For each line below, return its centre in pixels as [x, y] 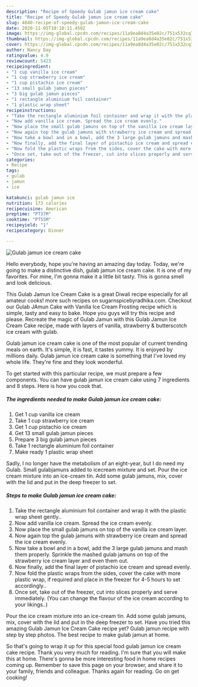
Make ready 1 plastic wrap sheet [54, 452]
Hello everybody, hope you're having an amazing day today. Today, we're [95, 264]
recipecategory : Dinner [35, 231]
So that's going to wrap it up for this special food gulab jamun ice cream [94, 646]
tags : [13, 171]
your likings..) [31, 604]
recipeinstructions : [32, 110]
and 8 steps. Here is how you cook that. [55, 386]
